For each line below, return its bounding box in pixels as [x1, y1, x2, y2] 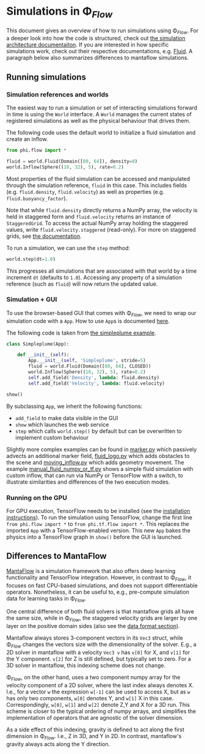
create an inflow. [6, 136, 48, 143]
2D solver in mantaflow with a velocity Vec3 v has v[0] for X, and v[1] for [6, 648, 190, 656]
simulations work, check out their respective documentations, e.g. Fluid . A [6, 48, 193, 55]
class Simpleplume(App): [6, 341, 70, 347]
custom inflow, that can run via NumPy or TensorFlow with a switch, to [6, 471, 184, 479]
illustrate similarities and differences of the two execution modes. [6, 478, 170, 486]
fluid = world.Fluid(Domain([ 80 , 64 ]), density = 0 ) [6, 158, 138, 164]
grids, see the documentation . [6, 232, 82, 240]
